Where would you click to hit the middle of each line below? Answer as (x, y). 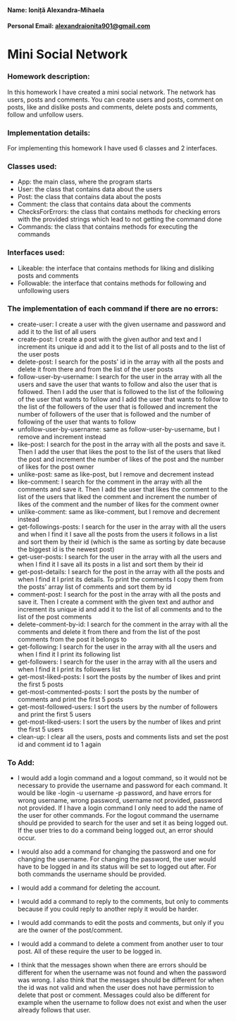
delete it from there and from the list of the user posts (95, 369)
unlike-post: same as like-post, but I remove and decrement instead (116, 474)
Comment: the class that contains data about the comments (104, 204)
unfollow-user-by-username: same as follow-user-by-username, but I (119, 429)
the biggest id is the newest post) (66, 549)
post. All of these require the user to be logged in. (89, 951)
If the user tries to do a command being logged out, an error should (115, 830)
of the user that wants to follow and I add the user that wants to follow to (123, 399)
